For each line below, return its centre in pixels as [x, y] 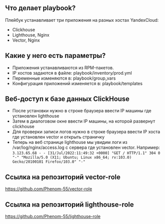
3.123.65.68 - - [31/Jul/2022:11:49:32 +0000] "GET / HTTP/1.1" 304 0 [86, 153]
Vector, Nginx [26, 40]
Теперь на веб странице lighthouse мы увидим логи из [70, 142]
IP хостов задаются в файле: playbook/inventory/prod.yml [72, 73]
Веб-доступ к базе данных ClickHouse [67, 99]
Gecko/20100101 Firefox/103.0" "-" [49, 162]
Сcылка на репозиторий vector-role [63, 177]
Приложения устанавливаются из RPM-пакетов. [63, 67]
